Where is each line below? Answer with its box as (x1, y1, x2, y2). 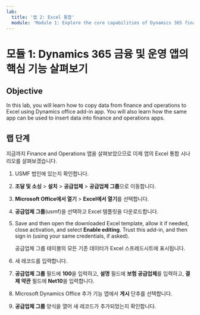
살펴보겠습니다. (21, 157, 58, 165)
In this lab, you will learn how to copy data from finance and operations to (6, 102, 186, 109)
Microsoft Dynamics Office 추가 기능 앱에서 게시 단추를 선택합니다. (14, 290, 173, 297)
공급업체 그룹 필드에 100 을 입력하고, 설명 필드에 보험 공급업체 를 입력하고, (14, 270, 185, 277)
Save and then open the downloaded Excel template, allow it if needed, (14, 220, 189, 227)
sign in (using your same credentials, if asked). (14, 232, 130, 240)
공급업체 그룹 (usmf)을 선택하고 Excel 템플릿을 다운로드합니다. (14, 208, 159, 215)
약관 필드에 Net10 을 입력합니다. (20, 278, 95, 285)
